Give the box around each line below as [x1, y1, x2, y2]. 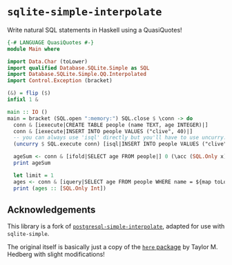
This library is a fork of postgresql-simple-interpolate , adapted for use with [7, 222, 225, 230]
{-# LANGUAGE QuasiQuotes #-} [7, 39, 95, 46]
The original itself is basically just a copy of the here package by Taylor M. [7, 243, 218, 251]
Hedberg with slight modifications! [7, 251, 105, 259]
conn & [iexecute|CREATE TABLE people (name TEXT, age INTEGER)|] [13, 121, 209, 128]
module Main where [7, 46, 60, 52]
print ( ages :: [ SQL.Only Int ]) [13, 185, 107, 192]
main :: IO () [7, 108, 48, 115]
